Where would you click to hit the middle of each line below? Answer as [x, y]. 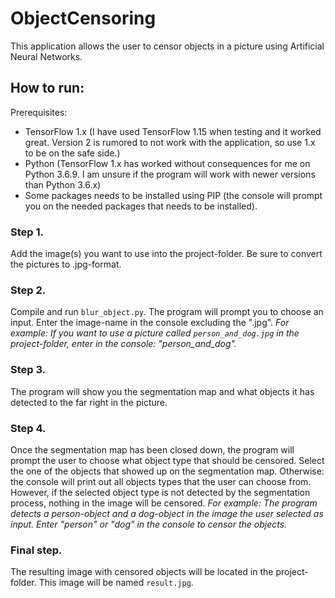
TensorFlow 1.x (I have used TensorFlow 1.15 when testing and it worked [173, 131]
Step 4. [28, 428]
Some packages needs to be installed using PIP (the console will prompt [173, 195]
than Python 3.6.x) [63, 184]
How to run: [47, 88]
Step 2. [28, 290]
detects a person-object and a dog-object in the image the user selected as [167, 513]
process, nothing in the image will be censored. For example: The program [164, 503]
